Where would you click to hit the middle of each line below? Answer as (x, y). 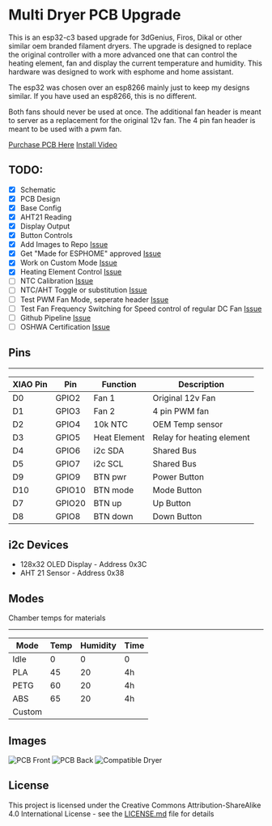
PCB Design (40, 198)
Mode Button (177, 490)
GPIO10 (71, 490)
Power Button (178, 477)
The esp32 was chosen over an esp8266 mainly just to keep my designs (129, 87)
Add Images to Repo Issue (64, 245)
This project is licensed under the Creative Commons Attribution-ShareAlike (135, 805)
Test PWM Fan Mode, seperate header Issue (94, 299)
